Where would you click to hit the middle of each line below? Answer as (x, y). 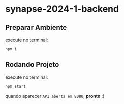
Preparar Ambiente (36, 28)
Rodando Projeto (32, 65)
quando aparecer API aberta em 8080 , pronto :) (55, 96)
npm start (16, 86)
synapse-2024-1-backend (62, 9)
